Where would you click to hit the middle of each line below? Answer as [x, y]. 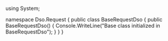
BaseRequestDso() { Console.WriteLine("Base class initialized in [83, 26]
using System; [23, 8]
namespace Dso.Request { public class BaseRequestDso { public [84, 19]
